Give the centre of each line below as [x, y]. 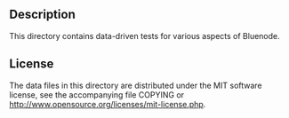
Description [42, 15]
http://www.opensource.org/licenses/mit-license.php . [108, 104]
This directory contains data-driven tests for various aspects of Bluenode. [144, 35]
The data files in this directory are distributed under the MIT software [136, 85]
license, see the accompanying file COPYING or [97, 94]
